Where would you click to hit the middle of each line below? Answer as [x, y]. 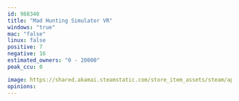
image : [17, 80]
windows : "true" [31, 27]
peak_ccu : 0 [25, 67]
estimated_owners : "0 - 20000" [54, 60]
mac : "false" [27, 34]
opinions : [22, 86]
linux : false [27, 41]
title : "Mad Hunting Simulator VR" [60, 21]
